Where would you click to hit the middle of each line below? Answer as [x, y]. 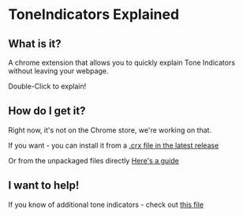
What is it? [35, 44]
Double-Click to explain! [47, 86]
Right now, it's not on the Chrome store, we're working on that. [110, 130]
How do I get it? [47, 111]
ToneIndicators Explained [94, 15]
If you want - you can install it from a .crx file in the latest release [114, 145]
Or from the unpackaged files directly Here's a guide [93, 160]
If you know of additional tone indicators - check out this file [106, 204]
